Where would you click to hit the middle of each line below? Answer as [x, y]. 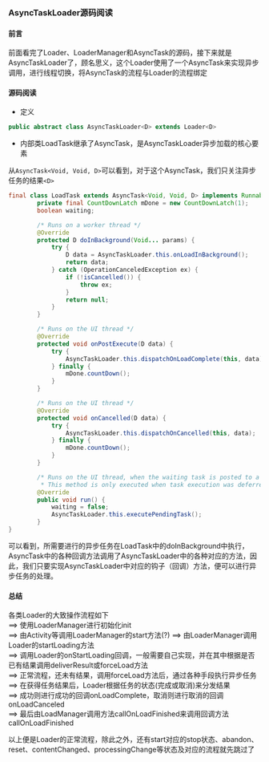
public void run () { [71, 500]
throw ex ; [96, 285]
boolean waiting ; [66, 210]
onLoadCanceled [37, 704]
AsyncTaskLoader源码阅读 [61, 12]
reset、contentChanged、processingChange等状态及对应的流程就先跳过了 [131, 750]
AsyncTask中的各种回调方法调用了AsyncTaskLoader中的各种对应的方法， [129, 556]
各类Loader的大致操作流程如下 [59, 615]
